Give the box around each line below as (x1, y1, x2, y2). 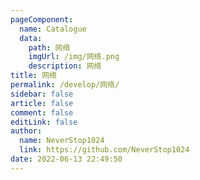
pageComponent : (10, 14, 74, 25)
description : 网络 (28, 61, 102, 71)
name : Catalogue (19, 24, 87, 34)
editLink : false (10, 117, 78, 127)
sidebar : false (10, 89, 74, 99)
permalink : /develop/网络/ (10, 80, 120, 90)
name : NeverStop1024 (19, 136, 105, 146)
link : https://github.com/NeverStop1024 (19, 145, 190, 155)
